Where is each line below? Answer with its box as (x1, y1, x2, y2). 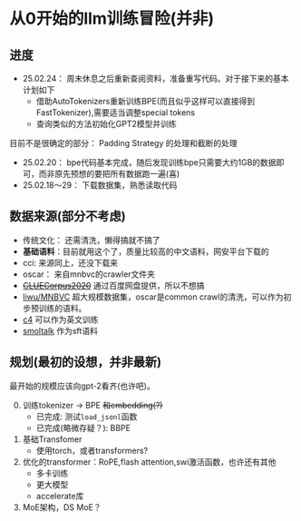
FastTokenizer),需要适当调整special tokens (35, 107, 196, 118)
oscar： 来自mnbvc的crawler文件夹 (22, 269, 156, 280)
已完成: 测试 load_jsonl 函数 (35, 410, 138, 422)
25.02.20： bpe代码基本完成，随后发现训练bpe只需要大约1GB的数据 (22, 157, 277, 168)
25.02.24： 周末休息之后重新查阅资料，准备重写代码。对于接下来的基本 (22, 74, 289, 84)
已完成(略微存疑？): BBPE (35, 422, 131, 433)
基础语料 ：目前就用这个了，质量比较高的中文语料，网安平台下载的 (22, 246, 269, 257)
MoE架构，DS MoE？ (22, 501, 102, 513)
